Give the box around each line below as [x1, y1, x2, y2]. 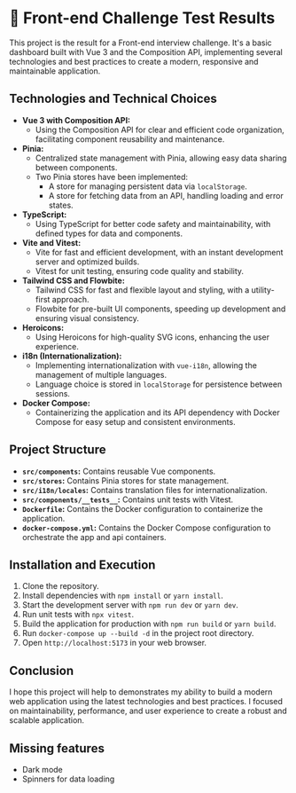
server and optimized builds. [35, 256, 140, 267]
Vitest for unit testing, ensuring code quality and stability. [35, 265, 245, 276]
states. [48, 200, 74, 210]
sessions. [35, 388, 71, 398]
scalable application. [9, 715, 85, 726]
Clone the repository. [21, 581, 99, 592]
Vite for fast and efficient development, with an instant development [35, 247, 284, 257]
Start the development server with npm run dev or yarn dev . [21, 600, 239, 610]
